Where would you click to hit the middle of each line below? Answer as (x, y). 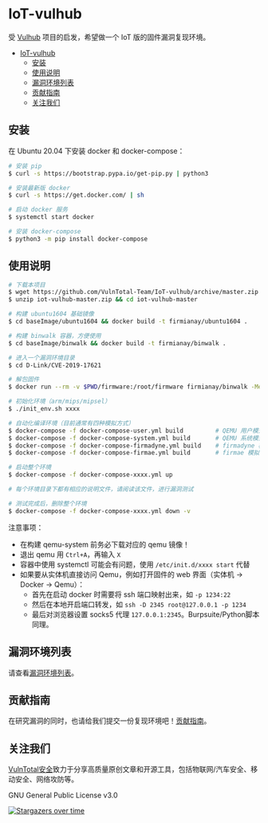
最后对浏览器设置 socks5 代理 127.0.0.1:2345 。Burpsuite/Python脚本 (146, 614)
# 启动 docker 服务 (38, 210)
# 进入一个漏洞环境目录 (42, 358)
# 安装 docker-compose (45, 232)
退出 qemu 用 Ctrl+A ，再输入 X (70, 554)
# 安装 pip (25, 166)
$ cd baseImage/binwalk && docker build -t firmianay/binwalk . (117, 343)
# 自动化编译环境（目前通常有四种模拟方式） (71, 423)
